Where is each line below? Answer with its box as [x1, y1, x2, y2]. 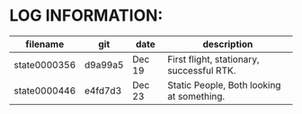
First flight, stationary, [167, 53, 260, 66]
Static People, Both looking [167, 78, 281, 91]
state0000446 [13, 84, 76, 97]
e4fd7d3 [84, 84, 122, 97]
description [202, 38, 253, 50]
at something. [167, 90, 226, 102]
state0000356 [13, 58, 76, 71]
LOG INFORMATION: [9, 5, 164, 26]
